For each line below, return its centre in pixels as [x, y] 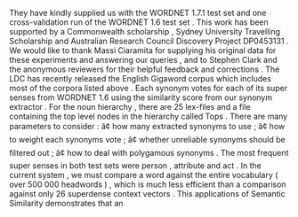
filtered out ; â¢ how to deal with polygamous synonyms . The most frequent [149, 153]
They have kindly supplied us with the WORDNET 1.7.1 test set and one [138, 13]
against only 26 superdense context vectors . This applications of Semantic [148, 194]
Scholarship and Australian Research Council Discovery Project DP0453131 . [149, 41]
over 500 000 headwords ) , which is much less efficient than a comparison [148, 184]
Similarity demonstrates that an [66, 203]
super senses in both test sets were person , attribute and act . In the [136, 166]
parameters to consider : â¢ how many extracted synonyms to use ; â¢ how [147, 126]
